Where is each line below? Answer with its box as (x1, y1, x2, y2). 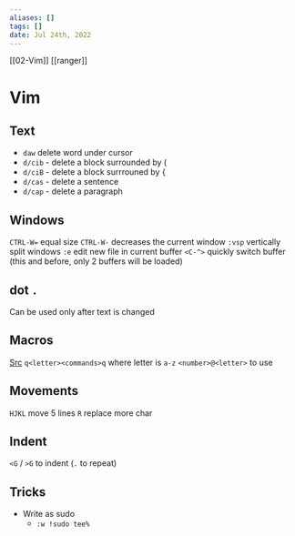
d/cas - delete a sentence (22, 177, 119, 187)
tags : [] (9, 22, 43, 31)
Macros (9, 333, 54, 349)
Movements (9, 383, 79, 399)
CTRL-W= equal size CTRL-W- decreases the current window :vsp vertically (9, 237, 280, 248)
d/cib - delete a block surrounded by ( (22, 157, 168, 168)
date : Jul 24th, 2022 (9, 30, 92, 39)
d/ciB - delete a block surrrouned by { (22, 167, 166, 177)
